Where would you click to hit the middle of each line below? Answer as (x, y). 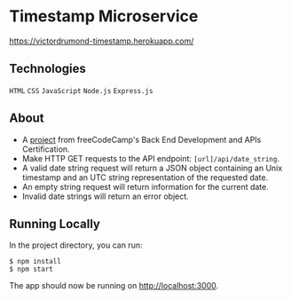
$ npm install (35, 262)
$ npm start (31, 269)
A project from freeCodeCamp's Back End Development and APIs (142, 139)
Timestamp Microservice (104, 16)
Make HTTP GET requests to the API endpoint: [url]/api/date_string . (150, 158)
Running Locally (55, 224)
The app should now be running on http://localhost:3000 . (114, 286)
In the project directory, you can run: (76, 245)
